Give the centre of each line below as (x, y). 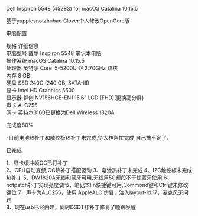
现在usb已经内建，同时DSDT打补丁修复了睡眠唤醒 (75, 207)
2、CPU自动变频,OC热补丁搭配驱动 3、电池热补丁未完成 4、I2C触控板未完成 (99, 170)
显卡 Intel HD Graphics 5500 (40, 90)
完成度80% (20, 125)
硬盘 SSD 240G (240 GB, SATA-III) (48, 83)
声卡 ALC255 (22, 105)
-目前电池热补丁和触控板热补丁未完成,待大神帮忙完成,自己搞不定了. (87, 138)
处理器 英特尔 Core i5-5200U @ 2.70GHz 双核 (62, 68)
